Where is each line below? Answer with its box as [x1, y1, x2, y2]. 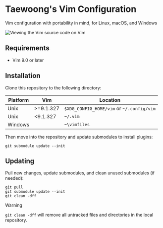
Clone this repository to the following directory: [5, 84, 102, 90]
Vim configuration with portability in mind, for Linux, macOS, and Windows [5, 20, 158, 26]
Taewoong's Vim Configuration [5, 3, 137, 15]
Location [99, 96, 120, 103]
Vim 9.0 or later [12, 57, 44, 63]
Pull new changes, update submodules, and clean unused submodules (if [5, 170, 155, 176]
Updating [5, 156, 35, 165]
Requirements [5, 44, 50, 53]
